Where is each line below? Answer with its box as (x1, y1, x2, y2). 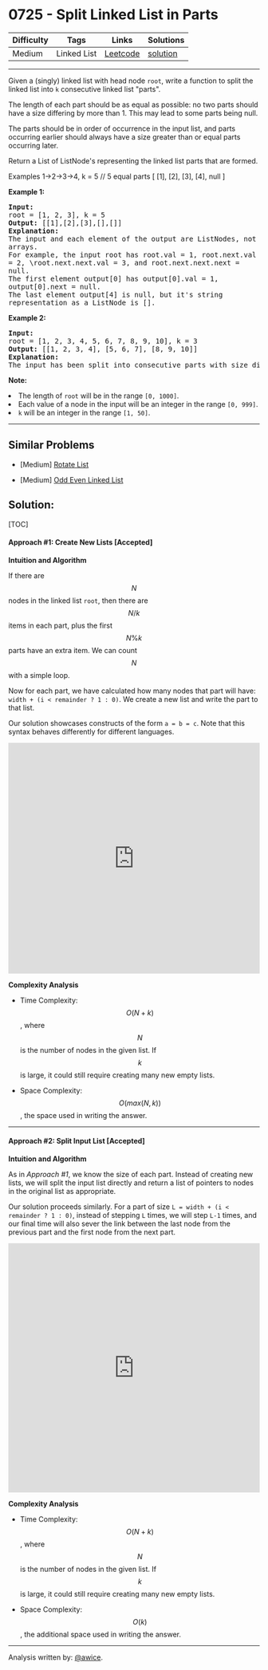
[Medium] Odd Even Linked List (19, 475, 124, 484)
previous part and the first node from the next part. (8, 1227, 176, 1237)
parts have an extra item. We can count (8, 645, 138, 655)
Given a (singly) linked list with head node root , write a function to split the (8, 76, 254, 85)
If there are (8, 570, 45, 580)
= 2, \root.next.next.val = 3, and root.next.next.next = (8, 258, 240, 267)
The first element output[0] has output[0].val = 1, (8, 274, 219, 283)
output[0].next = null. (8, 282, 101, 291)
